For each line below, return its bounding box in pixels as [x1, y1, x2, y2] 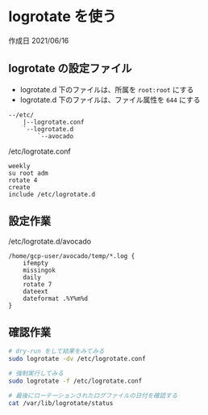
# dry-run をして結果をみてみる [8, 347, 105, 356]
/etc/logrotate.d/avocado [8, 236, 91, 246]
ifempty [23, 259, 48, 267]
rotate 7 [23, 280, 52, 288]
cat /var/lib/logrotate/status [8, 399, 114, 407]
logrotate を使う [8, 7, 117, 26]
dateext [23, 287, 48, 295]
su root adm [8, 169, 48, 177]
